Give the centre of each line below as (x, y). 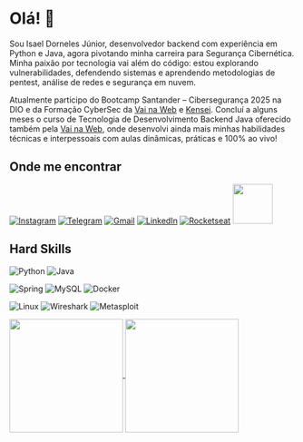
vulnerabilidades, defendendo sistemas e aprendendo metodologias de (142, 73)
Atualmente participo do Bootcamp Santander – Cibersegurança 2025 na (146, 100)
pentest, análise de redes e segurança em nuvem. (103, 82)
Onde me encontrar (66, 167)
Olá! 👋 (32, 19)
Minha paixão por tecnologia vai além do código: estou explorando (134, 63)
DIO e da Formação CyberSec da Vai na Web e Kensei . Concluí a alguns (144, 109)
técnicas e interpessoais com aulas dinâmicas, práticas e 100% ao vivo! (144, 138)
